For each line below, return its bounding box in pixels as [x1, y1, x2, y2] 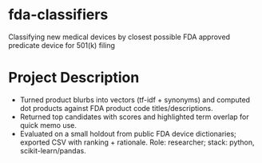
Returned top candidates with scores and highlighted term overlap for [19, 112, 249, 121]
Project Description [8, 69, 140, 87]
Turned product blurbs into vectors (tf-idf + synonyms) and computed [19, 94, 250, 105]
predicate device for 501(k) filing [8, 40, 116, 50]
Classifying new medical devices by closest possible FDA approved [8, 32, 230, 42]
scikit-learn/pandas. [19, 145, 86, 155]
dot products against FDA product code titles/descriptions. [19, 103, 213, 113]
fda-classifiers [8, 6, 109, 24]
